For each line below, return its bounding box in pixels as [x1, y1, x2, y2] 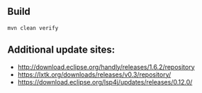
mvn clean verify [7, 24, 59, 31]
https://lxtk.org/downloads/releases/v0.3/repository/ [17, 70, 172, 79]
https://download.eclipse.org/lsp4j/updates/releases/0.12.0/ [17, 77, 193, 86]
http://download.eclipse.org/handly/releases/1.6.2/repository [17, 62, 195, 71]
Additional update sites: [7, 44, 116, 56]
